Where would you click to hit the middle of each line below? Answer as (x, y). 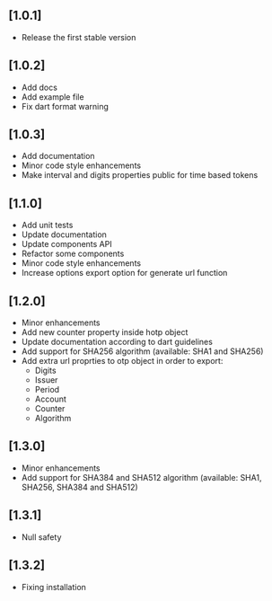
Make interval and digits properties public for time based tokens (140, 175)
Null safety (41, 537)
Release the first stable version (79, 37)
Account (50, 399)
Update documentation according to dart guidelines (117, 342)
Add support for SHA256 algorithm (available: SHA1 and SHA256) (142, 351)
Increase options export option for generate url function (124, 273)
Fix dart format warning (65, 106)
